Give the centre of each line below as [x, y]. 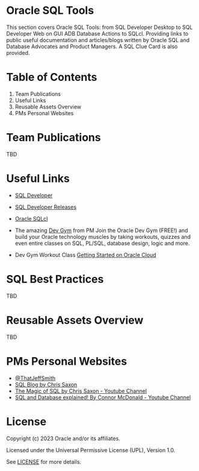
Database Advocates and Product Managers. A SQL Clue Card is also [92, 46]
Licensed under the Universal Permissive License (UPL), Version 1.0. [91, 450]
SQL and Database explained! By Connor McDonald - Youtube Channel [103, 397]
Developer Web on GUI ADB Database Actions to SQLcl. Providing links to [97, 33]
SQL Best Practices [55, 279]
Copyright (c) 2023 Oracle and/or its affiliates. [63, 438]
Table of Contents [52, 77]
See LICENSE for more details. [44, 461]
